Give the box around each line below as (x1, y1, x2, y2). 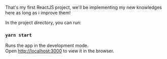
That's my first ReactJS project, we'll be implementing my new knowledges (5, 5, 162, 10)
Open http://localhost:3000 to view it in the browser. (5, 48, 114, 54)
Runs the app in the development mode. (5, 43, 89, 49)
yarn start (5, 32, 32, 38)
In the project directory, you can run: (5, 20, 81, 25)
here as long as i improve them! (5, 10, 71, 16)
